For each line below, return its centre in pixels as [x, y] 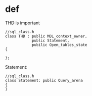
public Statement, [50, 41]
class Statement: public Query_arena [44, 80]
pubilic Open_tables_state [59, 45]
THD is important [23, 23]
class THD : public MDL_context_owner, [46, 36]
